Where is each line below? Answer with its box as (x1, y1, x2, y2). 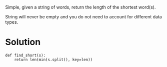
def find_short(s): (5, 53, 46, 58)
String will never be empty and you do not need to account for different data (5, 14, 162, 19)
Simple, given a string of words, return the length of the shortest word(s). (5, 4, 156, 10)
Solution (5, 37, 41, 48)
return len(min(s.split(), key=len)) (14, 57, 93, 62)
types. (5, 19, 18, 25)
